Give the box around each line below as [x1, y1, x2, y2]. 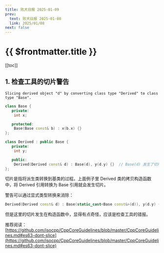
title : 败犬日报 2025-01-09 [5, 7, 60, 12]
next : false [5, 25, 29, 30]
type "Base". [5, 95, 32, 100]
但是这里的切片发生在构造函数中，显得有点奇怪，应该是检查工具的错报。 [5, 212, 150, 217]
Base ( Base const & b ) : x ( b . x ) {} [14, 126, 82, 131]
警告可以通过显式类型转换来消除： [5, 192, 74, 198]
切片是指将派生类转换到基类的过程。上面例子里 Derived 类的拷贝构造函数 [5, 176, 152, 182]
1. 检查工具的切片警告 [5, 78, 69, 86]
